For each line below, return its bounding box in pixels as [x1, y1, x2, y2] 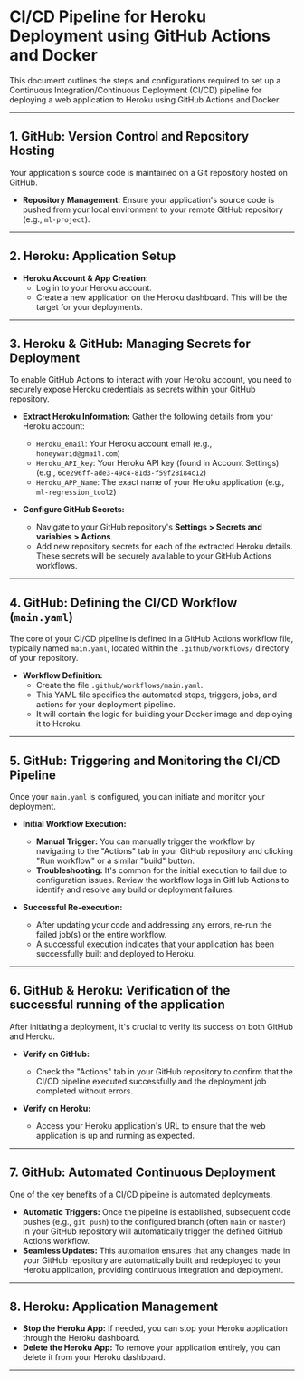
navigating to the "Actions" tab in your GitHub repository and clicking [35, 846, 294, 856]
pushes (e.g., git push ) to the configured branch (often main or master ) [22, 1216, 287, 1227]
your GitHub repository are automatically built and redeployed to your [22, 1254, 282, 1266]
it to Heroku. [35, 718, 83, 729]
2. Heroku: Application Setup [9, 248, 176, 264]
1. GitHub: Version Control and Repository [9, 129, 250, 144]
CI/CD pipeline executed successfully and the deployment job [35, 1075, 267, 1086]
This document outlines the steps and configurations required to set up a [9, 74, 281, 85]
